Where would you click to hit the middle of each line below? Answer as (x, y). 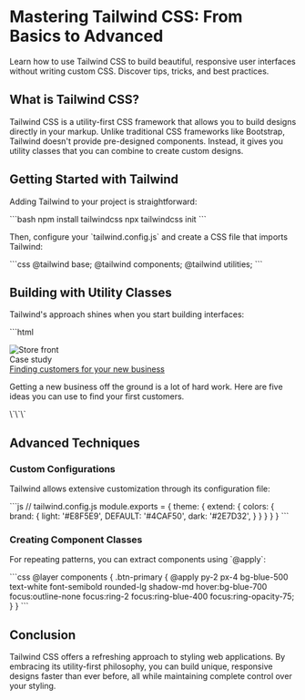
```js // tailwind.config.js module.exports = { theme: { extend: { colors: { (142, 507)
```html (22, 332)
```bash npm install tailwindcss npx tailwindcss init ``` (108, 219)
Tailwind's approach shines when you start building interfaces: (127, 314)
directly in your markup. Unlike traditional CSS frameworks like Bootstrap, (147, 131)
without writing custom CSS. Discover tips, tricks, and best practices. (139, 71)
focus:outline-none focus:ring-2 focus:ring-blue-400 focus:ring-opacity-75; (152, 597)
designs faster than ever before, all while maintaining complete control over (151, 676)
